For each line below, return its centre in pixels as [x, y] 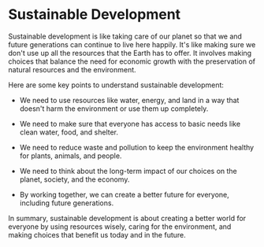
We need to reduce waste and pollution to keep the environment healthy [137, 147]
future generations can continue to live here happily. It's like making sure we [132, 44]
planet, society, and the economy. [74, 179]
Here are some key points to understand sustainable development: [116, 85]
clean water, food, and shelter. [69, 132]
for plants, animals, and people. [71, 156]
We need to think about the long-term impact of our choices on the [128, 171]
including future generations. [67, 203]
